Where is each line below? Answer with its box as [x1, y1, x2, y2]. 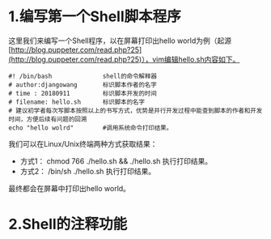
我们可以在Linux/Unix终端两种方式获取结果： [8, 139, 158, 148]
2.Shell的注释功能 [8, 216, 128, 233]
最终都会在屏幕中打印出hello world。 [8, 183, 131, 193]
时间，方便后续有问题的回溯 [8, 115, 87, 123]
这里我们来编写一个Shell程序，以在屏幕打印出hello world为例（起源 [8, 36, 232, 45]
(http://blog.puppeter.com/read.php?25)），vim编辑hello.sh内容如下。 [8, 54, 240, 64]
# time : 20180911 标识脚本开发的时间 [8, 89, 158, 97]
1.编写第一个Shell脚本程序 [8, 7, 182, 26]
